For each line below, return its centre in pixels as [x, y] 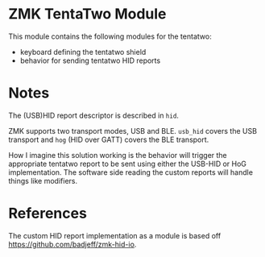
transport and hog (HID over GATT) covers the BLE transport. [109, 139]
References [48, 213]
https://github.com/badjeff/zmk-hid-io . [72, 244]
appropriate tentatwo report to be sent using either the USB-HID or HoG [128, 164]
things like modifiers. [43, 180]
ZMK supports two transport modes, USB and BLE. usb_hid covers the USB [133, 131]
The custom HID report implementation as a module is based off [115, 235]
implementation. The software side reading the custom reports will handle [131, 172]
